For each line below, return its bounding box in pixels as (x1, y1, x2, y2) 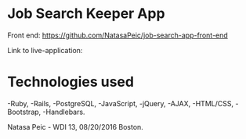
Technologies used (7, 73, 135, 91)
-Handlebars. (42, 107, 85, 116)
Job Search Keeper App (7, 5, 165, 23)
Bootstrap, (7, 107, 42, 116)
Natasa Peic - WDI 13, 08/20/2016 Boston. (7, 122, 144, 131)
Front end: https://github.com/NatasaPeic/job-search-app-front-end (7, 30, 228, 40)
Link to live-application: (7, 45, 83, 55)
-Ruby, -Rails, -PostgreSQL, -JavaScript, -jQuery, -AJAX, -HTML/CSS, (7, 98, 234, 108)
